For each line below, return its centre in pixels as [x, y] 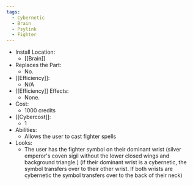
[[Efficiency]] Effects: [42, 91]
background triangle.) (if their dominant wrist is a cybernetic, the [106, 162]
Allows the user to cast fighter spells [70, 136]
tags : [13, 12]
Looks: [24, 143]
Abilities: [26, 130]
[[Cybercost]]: [33, 117]
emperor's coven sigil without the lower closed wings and [97, 156]
